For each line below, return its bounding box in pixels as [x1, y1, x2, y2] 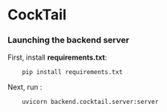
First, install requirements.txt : [7, 52, 108, 62]
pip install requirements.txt [22, 68, 124, 77]
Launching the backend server [7, 35, 130, 46]
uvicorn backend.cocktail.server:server [22, 98, 159, 106]
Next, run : [7, 82, 43, 92]
